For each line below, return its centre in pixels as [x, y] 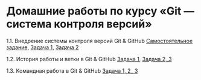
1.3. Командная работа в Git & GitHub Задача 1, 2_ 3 [72, 70]
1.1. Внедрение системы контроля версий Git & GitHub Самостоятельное [100, 41]
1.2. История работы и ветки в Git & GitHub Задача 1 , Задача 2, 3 [89, 59]
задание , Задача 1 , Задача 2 [43, 47]
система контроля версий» [79, 24]
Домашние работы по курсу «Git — [101, 11]
